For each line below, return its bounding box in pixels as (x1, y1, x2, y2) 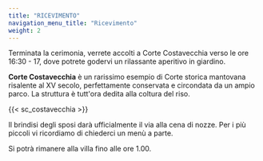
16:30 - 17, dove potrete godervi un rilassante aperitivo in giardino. (8, 57, 226, 66)
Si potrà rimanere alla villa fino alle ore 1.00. (8, 144, 152, 154)
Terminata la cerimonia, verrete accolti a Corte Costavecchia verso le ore (8, 49, 249, 58)
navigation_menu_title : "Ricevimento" (8, 19, 137, 27)
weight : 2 (8, 26, 42, 34)
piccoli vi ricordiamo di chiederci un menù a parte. (8, 128, 173, 138)
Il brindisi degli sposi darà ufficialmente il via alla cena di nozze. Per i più (8, 120, 246, 130)
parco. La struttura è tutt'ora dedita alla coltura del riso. (8, 89, 190, 99)
